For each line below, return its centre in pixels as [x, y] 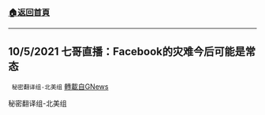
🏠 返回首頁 [29, 12]
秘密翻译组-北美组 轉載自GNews [60, 87]
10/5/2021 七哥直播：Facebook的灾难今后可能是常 [132, 52]
